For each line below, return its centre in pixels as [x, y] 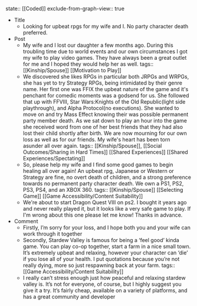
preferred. [35, 33]
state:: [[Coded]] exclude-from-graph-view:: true [65, 9]
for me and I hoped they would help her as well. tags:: [88, 64]
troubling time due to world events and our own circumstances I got [105, 51]
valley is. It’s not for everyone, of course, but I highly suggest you [102, 284]
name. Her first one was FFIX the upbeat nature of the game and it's [106, 89]
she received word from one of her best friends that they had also [103, 127]
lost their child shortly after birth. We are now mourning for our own [105, 133]
